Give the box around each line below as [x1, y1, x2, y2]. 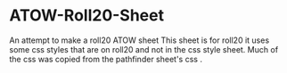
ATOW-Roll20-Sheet [9, 5, 165, 26]
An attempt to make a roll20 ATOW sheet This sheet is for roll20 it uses [9, 35, 270, 45]
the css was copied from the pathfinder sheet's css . [9, 53, 203, 64]
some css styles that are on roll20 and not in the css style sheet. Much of [9, 44, 279, 54]
